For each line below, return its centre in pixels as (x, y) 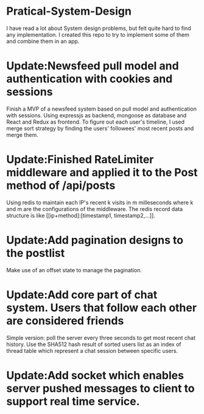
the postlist (36, 253)
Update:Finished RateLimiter (80, 160)
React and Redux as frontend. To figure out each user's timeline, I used (95, 122)
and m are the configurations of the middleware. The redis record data (95, 209)
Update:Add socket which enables (95, 375)
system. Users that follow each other (101, 308)
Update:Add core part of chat (82, 294)
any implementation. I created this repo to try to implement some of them (98, 34)
